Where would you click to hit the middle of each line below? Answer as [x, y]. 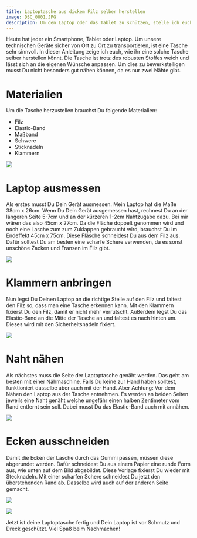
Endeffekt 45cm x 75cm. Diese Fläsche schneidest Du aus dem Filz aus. [93, 235]
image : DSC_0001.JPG [31, 17]
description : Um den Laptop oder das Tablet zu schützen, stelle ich [93, 22]
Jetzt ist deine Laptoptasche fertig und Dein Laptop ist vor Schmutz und [93, 523]
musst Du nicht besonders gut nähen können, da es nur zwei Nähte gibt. [94, 71]
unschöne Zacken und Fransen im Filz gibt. [58, 248]
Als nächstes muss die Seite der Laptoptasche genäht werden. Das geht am [98, 376]
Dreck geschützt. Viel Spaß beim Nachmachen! [63, 529]
